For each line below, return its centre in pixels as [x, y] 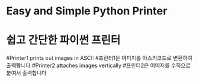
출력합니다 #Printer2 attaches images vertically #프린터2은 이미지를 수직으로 [98, 66]
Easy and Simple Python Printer [87, 11]
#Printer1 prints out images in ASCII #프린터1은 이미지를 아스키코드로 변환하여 [99, 58]
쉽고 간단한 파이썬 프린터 [63, 40]
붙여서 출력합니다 [26, 73]
